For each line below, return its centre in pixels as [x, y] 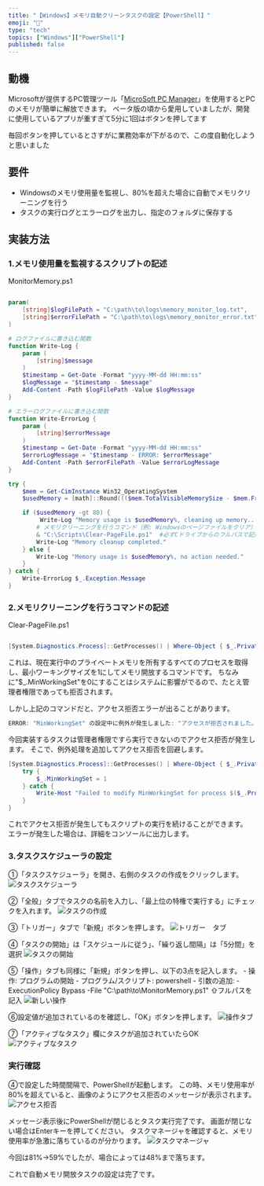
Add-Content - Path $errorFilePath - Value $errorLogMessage [121, 462]
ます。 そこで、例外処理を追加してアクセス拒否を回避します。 [108, 749]
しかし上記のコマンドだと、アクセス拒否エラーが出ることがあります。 [121, 709]
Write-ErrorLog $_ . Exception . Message [84, 578]
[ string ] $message [64, 361]
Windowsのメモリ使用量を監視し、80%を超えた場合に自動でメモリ [128, 193]
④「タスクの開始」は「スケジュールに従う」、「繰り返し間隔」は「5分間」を [132, 945]
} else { [37, 549]
